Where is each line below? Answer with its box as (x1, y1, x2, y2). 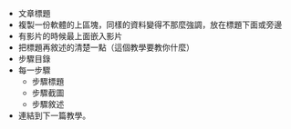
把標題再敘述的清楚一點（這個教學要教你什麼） (17, 42, 194, 53)
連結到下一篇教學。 (17, 110, 91, 121)
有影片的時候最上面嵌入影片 (17, 31, 123, 41)
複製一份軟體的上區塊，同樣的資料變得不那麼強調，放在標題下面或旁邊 (17, 19, 283, 30)
